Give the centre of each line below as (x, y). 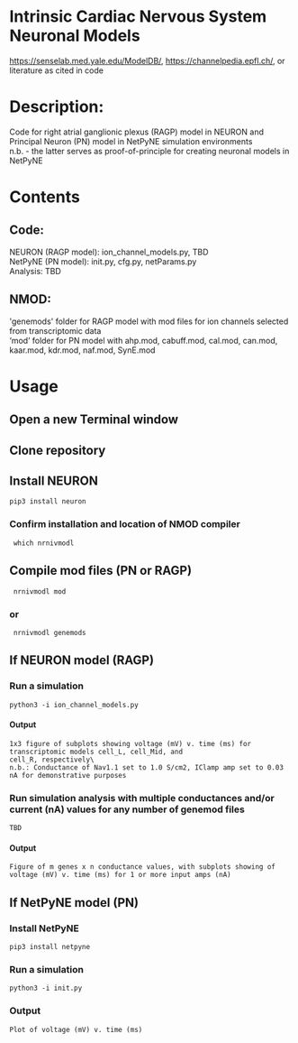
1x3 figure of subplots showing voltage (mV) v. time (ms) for (131, 743)
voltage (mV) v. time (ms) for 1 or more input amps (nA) (120, 875)
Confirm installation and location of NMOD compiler (125, 524)
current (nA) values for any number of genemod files (127, 809)
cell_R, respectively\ (52, 760)
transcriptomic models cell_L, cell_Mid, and (96, 752)
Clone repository (58, 450)
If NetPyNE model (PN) (74, 903)
